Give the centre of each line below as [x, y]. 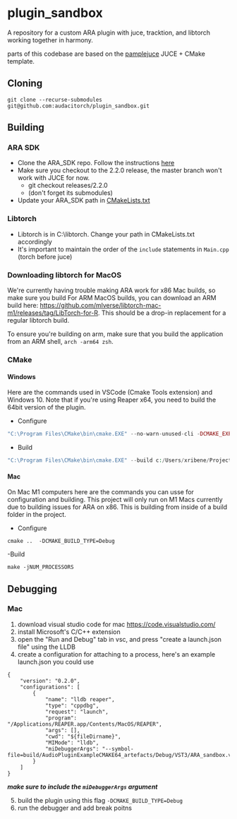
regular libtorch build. [38, 321]
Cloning [25, 84]
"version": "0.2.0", [50, 681]
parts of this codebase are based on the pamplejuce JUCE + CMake [107, 54]
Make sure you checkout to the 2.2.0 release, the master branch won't [120, 170]
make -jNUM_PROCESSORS [41, 567]
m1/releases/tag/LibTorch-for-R [53, 313]
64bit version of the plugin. [47, 407]
